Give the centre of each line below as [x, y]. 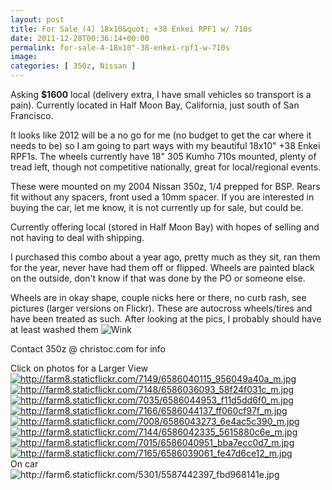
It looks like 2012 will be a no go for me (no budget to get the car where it [161, 135]
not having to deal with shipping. [77, 237]
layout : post [37, 19]
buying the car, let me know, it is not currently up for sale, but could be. [157, 207]
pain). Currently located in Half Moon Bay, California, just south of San [155, 105]
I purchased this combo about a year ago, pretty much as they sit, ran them [165, 257]
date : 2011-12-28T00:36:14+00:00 [80, 38]
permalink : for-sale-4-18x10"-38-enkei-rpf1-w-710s [120, 47]
